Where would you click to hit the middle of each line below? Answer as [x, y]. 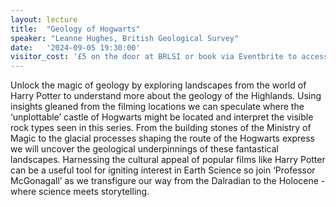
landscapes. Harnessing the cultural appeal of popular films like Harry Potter [168, 160]
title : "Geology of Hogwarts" [75, 29]
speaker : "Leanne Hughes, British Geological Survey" [125, 38]
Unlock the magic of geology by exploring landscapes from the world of [158, 85]
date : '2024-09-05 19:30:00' [75, 47]
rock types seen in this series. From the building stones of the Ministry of [161, 128]
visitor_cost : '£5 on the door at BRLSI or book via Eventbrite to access [169, 57]
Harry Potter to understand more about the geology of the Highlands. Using [166, 96]
